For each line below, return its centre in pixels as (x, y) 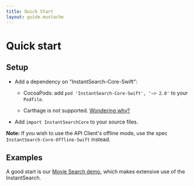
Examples (24, 158)
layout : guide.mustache (35, 17)
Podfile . (33, 99)
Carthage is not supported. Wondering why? (77, 110)
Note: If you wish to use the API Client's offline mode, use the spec (87, 133)
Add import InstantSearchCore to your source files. (76, 122)
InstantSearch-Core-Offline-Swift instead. (58, 139)
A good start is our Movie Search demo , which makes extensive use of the (96, 172)
